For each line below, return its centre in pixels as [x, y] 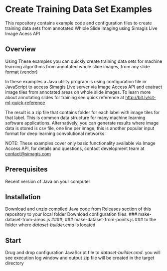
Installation [23, 197]
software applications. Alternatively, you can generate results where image [82, 123]
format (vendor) [21, 72]
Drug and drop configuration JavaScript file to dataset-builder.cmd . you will [83, 253]
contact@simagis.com [28, 153]
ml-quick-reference [25, 103]
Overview [21, 49]
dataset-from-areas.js [28, 220]
